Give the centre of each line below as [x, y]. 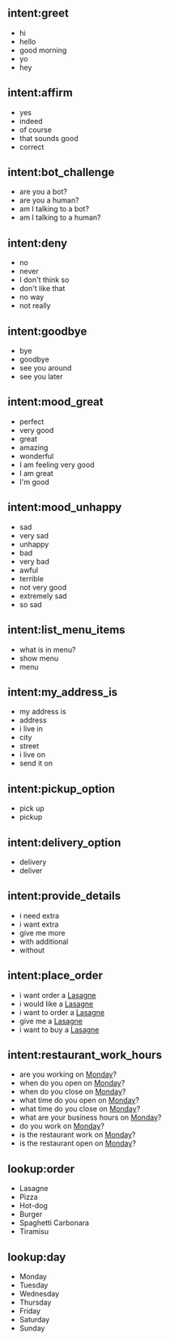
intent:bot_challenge [61, 172]
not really [35, 306]
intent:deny [38, 243]
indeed [31, 121]
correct [32, 147]
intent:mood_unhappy [65, 507]
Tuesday [34, 1285]
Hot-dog [33, 1206]
